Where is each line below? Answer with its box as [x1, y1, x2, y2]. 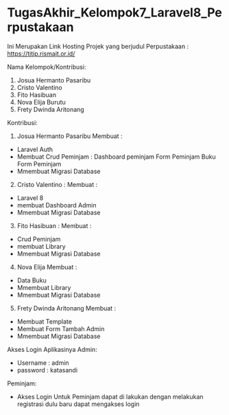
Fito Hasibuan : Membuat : [16, 221, 92, 229]
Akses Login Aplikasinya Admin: [7, 345, 97, 353]
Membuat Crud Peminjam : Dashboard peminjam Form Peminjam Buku [16, 153, 216, 161]
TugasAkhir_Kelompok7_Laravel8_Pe [7, 5, 223, 21]
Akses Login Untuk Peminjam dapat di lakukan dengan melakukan [16, 392, 204, 401]
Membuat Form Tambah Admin [16, 324, 105, 333]
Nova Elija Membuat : [16, 262, 77, 271]
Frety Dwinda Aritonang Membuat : [16, 304, 117, 312]
